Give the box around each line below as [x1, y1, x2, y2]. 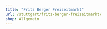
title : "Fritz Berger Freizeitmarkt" [5, 7, 84, 12]
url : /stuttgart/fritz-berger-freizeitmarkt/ [5, 12, 102, 17]
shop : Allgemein [5, 16, 39, 21]
